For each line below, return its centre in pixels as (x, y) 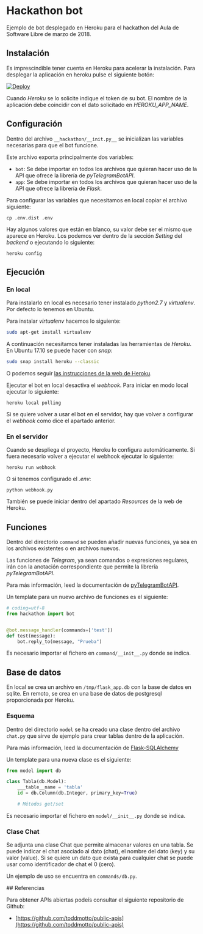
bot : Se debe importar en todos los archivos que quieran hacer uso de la (106, 169)
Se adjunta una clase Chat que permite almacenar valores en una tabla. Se (100, 845)
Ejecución (26, 272)
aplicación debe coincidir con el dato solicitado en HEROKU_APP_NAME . (98, 105)
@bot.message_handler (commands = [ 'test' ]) (60, 630)
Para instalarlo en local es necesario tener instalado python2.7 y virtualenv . (101, 303)
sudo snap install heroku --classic (53, 362)
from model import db (34, 771)
